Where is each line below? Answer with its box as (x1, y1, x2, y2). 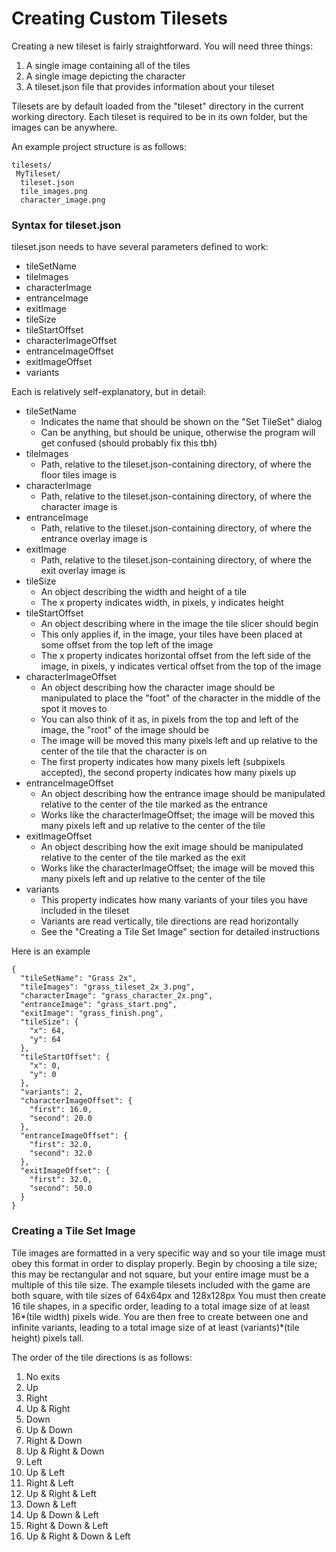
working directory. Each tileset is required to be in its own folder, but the (11, 110, 308, 122)
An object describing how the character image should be (40, 682, 276, 694)
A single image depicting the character (25, 70, 186, 82)
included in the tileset (40, 905, 130, 917)
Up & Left (25, 1466, 66, 1478)
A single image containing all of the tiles (25, 59, 191, 71)
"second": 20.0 (29, 1113, 93, 1124)
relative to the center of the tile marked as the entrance (40, 798, 269, 811)
